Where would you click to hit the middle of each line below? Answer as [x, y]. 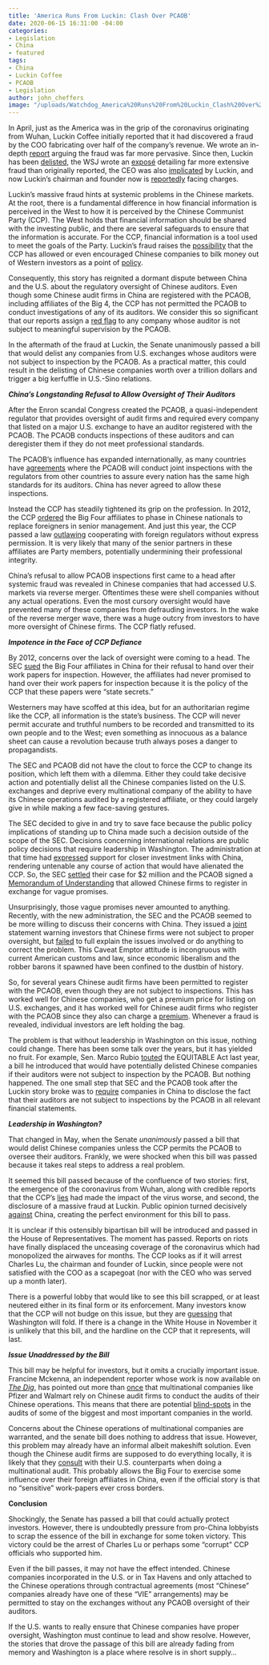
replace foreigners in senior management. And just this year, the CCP [122, 526]
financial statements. [43, 1109]
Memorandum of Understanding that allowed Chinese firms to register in [128, 883]
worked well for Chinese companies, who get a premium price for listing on [132, 999]
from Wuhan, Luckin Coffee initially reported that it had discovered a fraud [131, 136]
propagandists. [33, 750]
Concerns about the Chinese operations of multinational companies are [126, 1429]
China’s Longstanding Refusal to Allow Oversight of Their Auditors [122, 394]
